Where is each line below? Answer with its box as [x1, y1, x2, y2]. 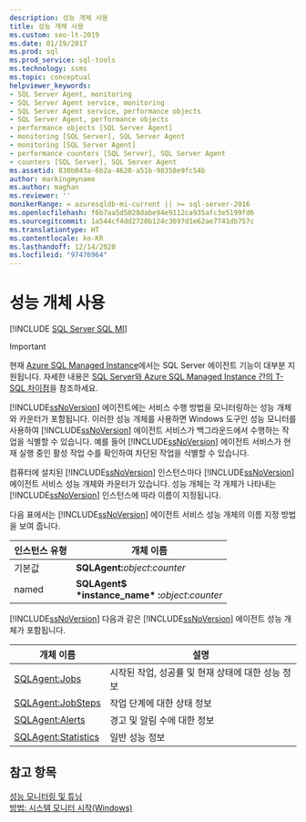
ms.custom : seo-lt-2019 [9, 30, 100, 39]
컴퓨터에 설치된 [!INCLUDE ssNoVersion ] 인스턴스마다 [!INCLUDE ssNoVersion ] [9, 467, 295, 478]
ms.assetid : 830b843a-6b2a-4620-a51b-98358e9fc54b [9, 166, 206, 175]
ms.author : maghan [9, 183, 79, 192]
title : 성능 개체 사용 [9, 22, 85, 31]
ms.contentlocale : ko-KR [9, 233, 104, 242]
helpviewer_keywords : [9, 81, 92, 90]
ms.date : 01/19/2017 [9, 38, 88, 48]
